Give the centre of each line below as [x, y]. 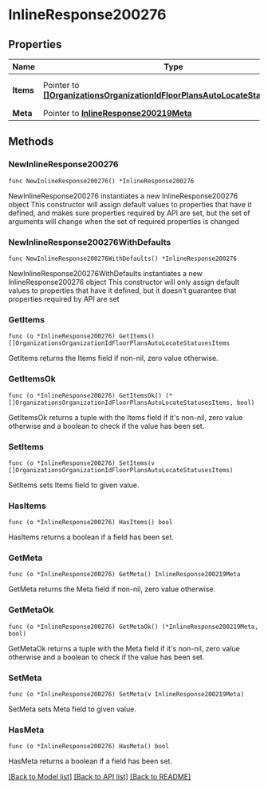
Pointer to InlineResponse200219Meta [117, 113]
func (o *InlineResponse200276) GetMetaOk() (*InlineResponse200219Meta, [134, 627]
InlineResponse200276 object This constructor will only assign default [124, 282]
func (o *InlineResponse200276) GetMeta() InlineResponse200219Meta [124, 575]
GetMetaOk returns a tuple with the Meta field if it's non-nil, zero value [124, 648]
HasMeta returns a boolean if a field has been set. [91, 761]
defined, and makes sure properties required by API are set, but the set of [130, 213]
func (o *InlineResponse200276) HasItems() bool [91, 523]
